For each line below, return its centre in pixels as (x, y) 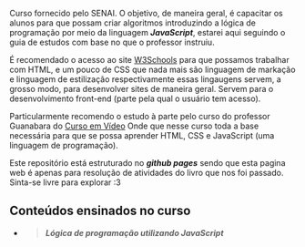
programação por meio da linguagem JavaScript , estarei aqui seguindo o (147, 32)
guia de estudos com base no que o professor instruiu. (112, 42)
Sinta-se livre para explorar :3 (65, 182)
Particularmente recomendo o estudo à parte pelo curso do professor (140, 116)
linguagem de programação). (64, 145)
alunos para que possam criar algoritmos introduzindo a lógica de (133, 23)
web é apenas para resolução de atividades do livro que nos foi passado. (147, 173)
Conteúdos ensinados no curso (100, 211)
